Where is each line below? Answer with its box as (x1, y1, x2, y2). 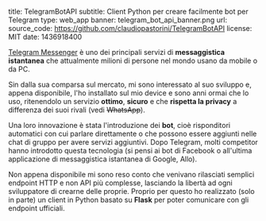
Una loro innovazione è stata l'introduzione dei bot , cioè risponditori (8, 121, 231, 130)
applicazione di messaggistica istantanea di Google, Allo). (8, 154, 197, 164)
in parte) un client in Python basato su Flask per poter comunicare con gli (8, 195, 249, 204)
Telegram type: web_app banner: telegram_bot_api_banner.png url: (8, 15, 228, 25)
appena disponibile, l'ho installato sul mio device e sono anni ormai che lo (8, 88, 249, 98)
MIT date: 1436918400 (8, 32, 83, 41)
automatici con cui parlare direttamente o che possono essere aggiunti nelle (8, 129, 257, 138)
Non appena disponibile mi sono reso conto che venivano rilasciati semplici (8, 170, 255, 179)
